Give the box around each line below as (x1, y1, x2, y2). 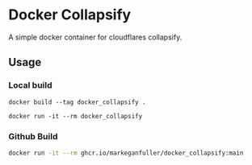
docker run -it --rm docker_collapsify (8, 112, 143, 120)
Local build (8, 80, 52, 91)
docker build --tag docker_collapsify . (8, 98, 147, 106)
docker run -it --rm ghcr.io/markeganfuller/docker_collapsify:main (8, 149, 244, 157)
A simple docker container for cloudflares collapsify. (8, 32, 183, 42)
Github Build (8, 130, 58, 142)
